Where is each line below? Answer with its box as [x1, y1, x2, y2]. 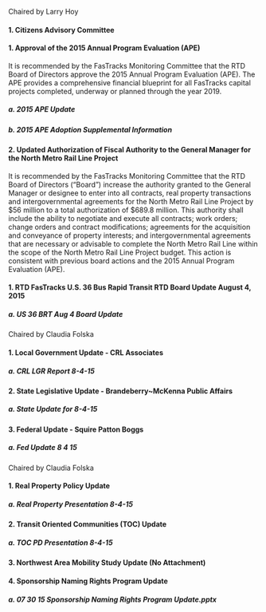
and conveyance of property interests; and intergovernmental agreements [8, 231, 251, 240]
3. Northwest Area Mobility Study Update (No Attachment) [8, 558, 206, 567]
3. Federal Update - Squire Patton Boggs [8, 424, 144, 434]
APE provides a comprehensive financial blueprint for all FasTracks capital [8, 77, 251, 87]
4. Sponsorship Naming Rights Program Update [8, 576, 169, 586]
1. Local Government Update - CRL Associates [8, 347, 164, 357]
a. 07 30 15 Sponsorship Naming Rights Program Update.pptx [8, 594, 217, 604]
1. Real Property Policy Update [8, 481, 110, 491]
